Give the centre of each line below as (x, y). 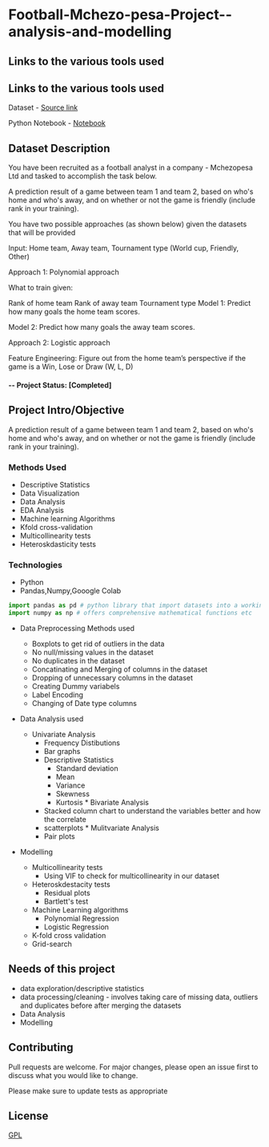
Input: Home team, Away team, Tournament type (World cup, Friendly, (123, 248)
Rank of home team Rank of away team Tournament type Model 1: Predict (130, 303)
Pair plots (59, 836)
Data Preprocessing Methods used (77, 628)
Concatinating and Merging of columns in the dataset (120, 669)
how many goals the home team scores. (74, 312)
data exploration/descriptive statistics (82, 988)
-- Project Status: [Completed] (60, 385)
